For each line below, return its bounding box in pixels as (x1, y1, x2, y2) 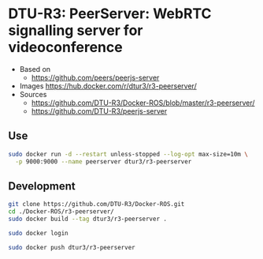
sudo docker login (8, 229, 69, 237)
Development (8, 179, 76, 193)
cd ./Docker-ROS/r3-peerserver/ (8, 208, 114, 216)
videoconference (8, 39, 124, 56)
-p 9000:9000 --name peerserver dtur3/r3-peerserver (15, 157, 192, 166)
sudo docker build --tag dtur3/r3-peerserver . (8, 215, 168, 223)
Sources (19, 89, 47, 99)
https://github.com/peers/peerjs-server (31, 73, 160, 82)
